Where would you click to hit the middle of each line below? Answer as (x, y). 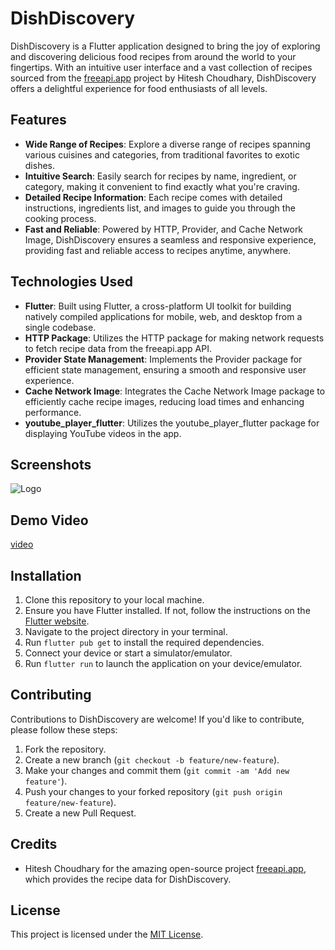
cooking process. (60, 218)
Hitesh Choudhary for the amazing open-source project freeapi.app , (165, 868)
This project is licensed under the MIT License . (107, 934)
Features (38, 120)
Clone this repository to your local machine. (114, 600)
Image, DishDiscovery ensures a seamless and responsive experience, (170, 239)
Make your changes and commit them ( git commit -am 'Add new (157, 770)
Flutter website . (57, 621)
